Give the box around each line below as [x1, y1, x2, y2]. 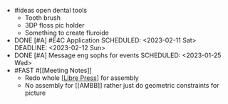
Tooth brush [24, 13, 61, 22]
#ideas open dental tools [14, 6, 88, 14]
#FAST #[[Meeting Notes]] [14, 67, 93, 74]
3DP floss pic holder [24, 21, 85, 29]
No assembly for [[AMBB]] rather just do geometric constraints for [24, 81, 219, 89]
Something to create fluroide [24, 28, 109, 37]
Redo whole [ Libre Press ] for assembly [24, 74, 139, 82]
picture [24, 88, 46, 97]
